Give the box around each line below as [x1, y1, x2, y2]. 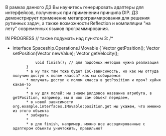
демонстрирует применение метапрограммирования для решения [5, 15, 150, 21]
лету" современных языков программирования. [5, 26, 109, 32]
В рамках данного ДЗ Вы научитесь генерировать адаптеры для [5, 5, 144, 10]
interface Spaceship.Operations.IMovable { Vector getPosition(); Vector [12, 45, 160, 51]
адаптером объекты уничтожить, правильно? [12, 126, 103, 131]
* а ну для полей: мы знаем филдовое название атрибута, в [26, 91, 152, 96]
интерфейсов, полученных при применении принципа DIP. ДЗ [5, 10, 138, 16]
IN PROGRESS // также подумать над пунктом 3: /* [5, 35, 114, 41]
